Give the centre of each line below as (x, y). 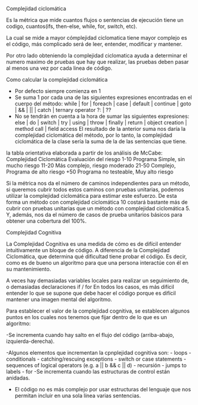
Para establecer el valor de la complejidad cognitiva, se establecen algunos (98, 311)
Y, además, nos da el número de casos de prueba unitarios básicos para (94, 215)
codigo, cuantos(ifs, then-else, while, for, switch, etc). (72, 26)
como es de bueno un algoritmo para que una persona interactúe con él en (98, 263)
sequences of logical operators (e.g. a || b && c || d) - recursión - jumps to (97, 365)
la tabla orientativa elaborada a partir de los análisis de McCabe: (84, 153)
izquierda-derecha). (30, 341)
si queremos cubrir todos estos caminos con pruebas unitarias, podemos (95, 189)
